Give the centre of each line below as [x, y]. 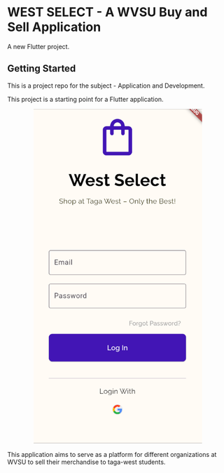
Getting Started [42, 68]
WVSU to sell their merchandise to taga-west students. [86, 462]
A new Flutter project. [38, 46]
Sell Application [54, 27]
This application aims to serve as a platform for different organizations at [112, 454]
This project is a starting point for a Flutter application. [85, 99]
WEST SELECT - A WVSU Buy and [107, 12]
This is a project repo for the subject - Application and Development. [106, 86]
